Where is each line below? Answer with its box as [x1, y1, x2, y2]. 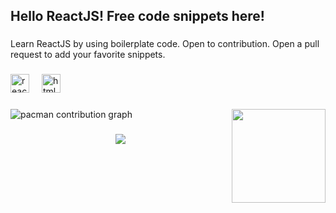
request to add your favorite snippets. [10, 49, 166, 61]
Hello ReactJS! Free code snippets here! [10, 8, 265, 25]
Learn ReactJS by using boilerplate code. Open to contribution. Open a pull [10, 38, 320, 50]
